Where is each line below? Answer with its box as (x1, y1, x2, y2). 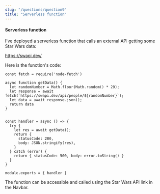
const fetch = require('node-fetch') (5, 72, 82, 77)
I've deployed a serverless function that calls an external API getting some (5, 38, 156, 44)
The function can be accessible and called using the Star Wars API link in (5, 179, 153, 185)
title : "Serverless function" (5, 12, 67, 17)
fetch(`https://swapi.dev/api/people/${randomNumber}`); (5, 93, 124, 98)
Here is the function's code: (5, 62, 61, 68)
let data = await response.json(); (9, 97, 82, 102)
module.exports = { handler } (5, 170, 67, 175)
